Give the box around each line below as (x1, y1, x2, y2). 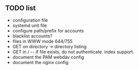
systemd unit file (12, 22, 47, 28)
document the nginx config (12, 59, 69, 65)
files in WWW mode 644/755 (12, 38, 73, 44)
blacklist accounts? (12, 33, 53, 39)
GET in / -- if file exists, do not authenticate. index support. (12, 49, 134, 55)
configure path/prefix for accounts (12, 27, 84, 34)
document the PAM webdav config (12, 54, 84, 60)
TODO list (5, 4, 36, 12)
